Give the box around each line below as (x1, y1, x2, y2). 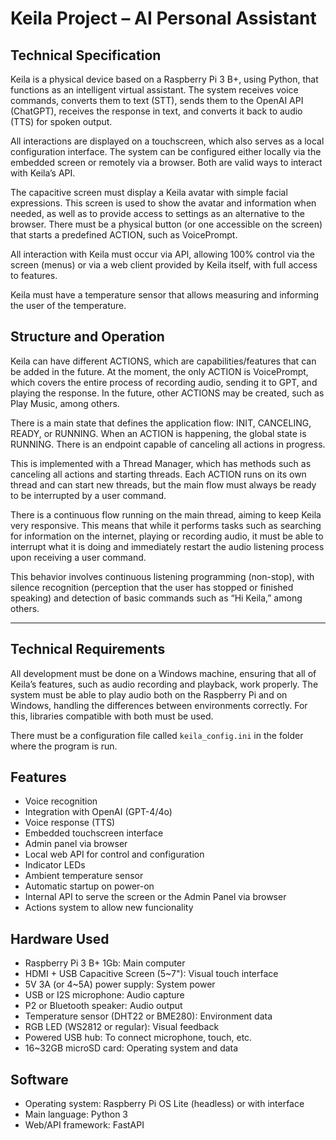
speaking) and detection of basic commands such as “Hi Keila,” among (10, 592, 303, 604)
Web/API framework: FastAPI (24, 1119, 145, 1131)
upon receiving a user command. (10, 551, 147, 563)
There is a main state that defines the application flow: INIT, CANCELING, (10, 417, 312, 429)
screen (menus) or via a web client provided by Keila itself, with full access (10, 259, 318, 271)
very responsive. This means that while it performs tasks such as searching (10, 519, 322, 531)
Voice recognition (24, 795, 98, 807)
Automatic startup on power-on (24, 880, 155, 892)
